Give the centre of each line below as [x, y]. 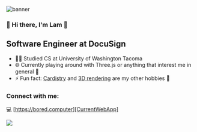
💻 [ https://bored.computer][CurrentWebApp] [62, 109]
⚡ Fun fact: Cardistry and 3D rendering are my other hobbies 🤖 [92, 78]
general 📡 [27, 71]
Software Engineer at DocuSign [66, 44]
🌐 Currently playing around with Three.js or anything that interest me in [103, 65]
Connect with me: [33, 96]
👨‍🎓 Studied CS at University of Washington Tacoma [79, 58]
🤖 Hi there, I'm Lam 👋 [37, 24]
